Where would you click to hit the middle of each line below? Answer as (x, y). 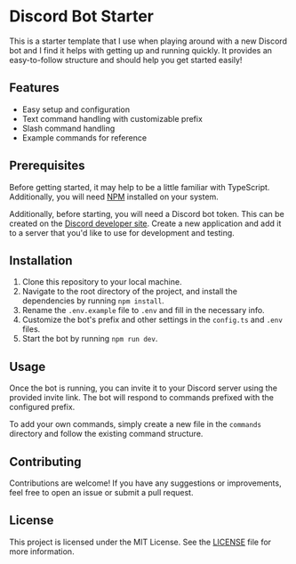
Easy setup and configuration (76, 109)
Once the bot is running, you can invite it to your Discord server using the (144, 388)
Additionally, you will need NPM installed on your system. (114, 197)
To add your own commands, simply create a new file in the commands (136, 424)
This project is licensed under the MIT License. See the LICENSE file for (140, 542)
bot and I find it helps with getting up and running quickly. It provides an (141, 50)
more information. (42, 551)
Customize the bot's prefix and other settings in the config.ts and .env (152, 320)
